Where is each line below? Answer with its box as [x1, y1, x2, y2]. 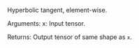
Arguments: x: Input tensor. [7, 19, 86, 27]
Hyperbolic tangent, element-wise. [7, 6, 108, 14]
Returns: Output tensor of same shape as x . [7, 33, 133, 41]
